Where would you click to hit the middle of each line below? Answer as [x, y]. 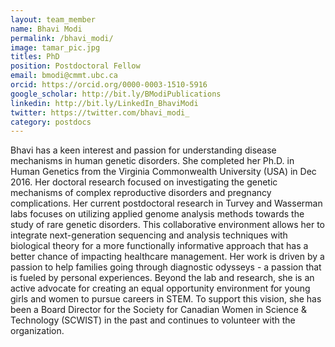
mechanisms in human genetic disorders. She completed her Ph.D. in [152, 161]
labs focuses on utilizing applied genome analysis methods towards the [157, 214]
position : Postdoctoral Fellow [75, 66]
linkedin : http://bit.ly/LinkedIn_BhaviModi [104, 103]
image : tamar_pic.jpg [55, 47]
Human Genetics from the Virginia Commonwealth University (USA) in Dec [163, 172]
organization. [37, 331]
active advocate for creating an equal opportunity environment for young [160, 288]
